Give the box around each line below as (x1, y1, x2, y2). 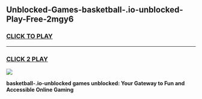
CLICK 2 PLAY (6, 55, 48, 63)
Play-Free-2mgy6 (6, 14, 74, 25)
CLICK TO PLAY (6, 32, 53, 41)
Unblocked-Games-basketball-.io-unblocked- (6, 5, 183, 15)
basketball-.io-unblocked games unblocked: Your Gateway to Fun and (6, 79, 185, 86)
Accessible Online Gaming (6, 86, 74, 93)
